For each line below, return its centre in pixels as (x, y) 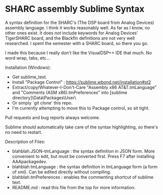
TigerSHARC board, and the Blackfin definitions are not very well (70, 38)
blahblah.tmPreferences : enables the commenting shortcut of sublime (83, 177)
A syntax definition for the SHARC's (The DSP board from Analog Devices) (80, 22)
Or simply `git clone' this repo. (42, 103)
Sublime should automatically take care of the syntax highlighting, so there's (81, 127)
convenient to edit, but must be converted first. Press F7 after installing (83, 156)
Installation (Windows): (28, 67)
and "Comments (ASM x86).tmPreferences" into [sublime (70, 92)
